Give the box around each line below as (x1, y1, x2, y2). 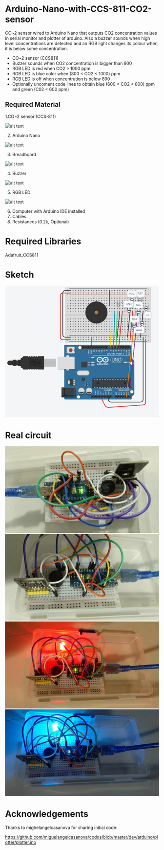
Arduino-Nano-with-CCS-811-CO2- (5, 3, 152, 15)
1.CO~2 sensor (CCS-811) (5, 114, 56, 119)
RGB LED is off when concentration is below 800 (12, 76, 110, 82)
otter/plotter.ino (5, 839, 37, 845)
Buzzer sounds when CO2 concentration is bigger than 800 (12, 60, 132, 66)
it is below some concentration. (5, 46, 68, 51)
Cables (12, 213, 27, 219)
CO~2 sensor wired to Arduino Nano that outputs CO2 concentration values (5, 30, 157, 36)
